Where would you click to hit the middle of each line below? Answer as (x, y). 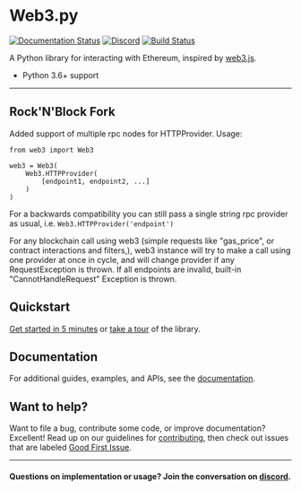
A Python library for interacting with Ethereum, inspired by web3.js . (133, 57)
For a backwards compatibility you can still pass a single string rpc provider (149, 214)
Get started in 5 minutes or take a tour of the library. (105, 329)
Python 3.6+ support (60, 75)
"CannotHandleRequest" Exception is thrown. (93, 278)
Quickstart (40, 307)
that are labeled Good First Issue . (70, 447)
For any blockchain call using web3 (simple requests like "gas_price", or (142, 241)
